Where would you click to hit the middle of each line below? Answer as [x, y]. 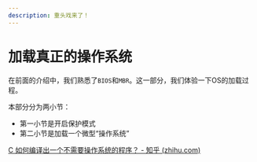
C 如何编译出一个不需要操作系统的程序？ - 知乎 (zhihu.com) [105, 149]
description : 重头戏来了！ [49, 15]
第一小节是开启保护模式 [57, 123]
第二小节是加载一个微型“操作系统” [74, 133]
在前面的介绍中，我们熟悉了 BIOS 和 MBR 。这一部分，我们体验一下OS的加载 [125, 80]
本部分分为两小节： [39, 106]
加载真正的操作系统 [70, 57]
